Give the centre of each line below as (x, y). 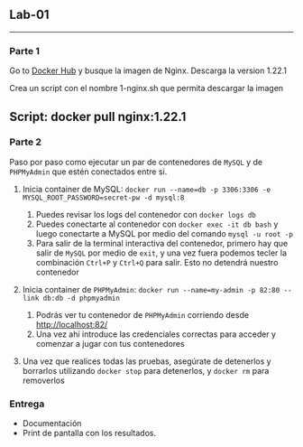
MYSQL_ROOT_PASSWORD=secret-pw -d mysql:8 (103, 198)
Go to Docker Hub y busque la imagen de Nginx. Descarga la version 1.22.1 (148, 70)
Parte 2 (26, 142)
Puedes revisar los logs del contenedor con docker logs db (146, 214)
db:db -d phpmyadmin (81, 298)
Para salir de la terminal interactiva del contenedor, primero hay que (162, 243)
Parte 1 (25, 51)
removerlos (43, 380)
